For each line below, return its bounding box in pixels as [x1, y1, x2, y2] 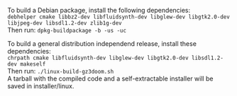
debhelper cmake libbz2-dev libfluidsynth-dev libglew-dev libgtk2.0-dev [7, 13, 231, 20]
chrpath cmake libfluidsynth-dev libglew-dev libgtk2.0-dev [7, 54, 189, 61]
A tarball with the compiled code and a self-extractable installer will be [7, 74, 214, 83]
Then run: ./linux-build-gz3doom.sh [7, 67, 114, 75]
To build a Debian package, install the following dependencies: [7, 6, 191, 14]
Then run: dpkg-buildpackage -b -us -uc [7, 26, 126, 34]
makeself [20, 61, 46, 68]
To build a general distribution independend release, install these [7, 40, 197, 48]
